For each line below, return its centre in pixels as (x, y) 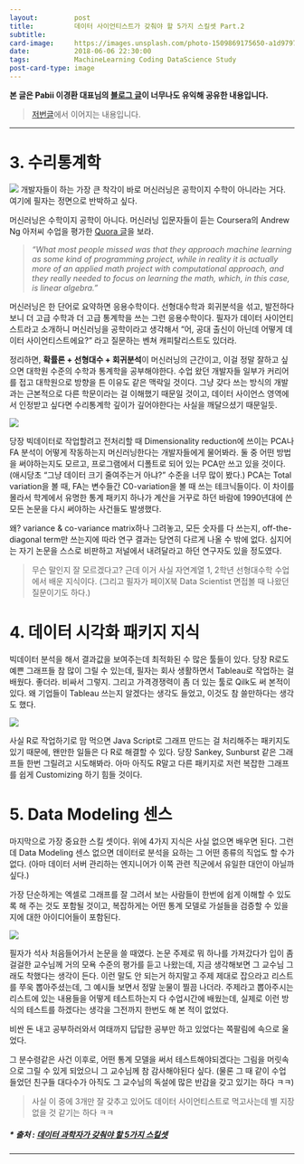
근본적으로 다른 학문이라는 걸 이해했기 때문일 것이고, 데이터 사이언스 (145, 393)
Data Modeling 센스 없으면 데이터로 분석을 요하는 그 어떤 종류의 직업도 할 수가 (157, 852)
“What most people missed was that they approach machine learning (161, 249)
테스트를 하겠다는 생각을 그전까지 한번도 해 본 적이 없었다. (127, 1009)
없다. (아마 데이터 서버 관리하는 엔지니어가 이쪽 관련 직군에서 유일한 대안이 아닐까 (152, 864)
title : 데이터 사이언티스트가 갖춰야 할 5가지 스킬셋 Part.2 (127, 26)
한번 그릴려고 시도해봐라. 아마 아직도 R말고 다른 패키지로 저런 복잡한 (145, 763)
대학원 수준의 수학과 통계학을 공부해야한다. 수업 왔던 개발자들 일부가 (145, 371)
